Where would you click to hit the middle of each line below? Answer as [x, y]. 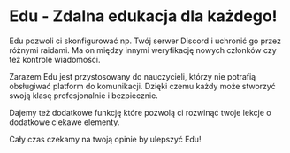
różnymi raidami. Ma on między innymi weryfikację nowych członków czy [143, 50]
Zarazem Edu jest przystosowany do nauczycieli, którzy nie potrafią [133, 76]
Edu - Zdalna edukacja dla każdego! [143, 16]
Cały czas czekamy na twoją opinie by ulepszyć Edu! [105, 139]
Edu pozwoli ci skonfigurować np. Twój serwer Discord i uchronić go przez [145, 41]
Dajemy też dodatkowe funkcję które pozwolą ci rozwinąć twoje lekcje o [140, 112]
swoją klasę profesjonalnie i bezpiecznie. [84, 96]
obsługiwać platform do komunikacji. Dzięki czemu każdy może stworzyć [142, 86]
